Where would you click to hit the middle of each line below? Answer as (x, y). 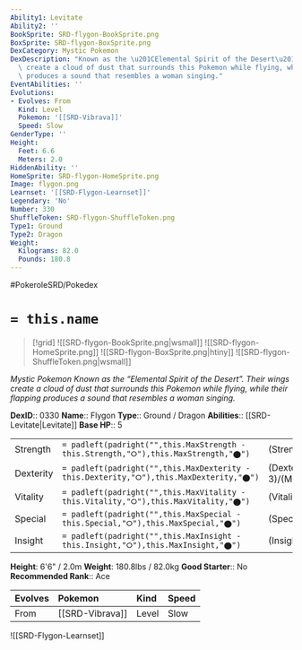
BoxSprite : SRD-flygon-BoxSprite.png (81, 43)
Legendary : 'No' (40, 201)
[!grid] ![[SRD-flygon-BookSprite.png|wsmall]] (117, 342)
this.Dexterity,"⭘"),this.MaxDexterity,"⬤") (161, 477)
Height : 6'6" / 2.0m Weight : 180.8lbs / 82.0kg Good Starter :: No (129, 567)
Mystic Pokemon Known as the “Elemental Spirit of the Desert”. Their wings (150, 378)
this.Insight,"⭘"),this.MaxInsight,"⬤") (151, 545)
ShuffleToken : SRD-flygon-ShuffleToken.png (93, 217)
